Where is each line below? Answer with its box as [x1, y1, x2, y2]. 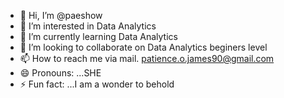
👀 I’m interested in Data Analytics [19, 20, 157, 32]
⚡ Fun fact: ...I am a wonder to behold [19, 78, 175, 90]
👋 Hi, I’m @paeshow [19, 10, 103, 21]
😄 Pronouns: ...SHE [19, 67, 102, 79]
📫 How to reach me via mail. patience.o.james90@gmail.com [19, 53, 275, 64]
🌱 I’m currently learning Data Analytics [19, 31, 178, 42]
